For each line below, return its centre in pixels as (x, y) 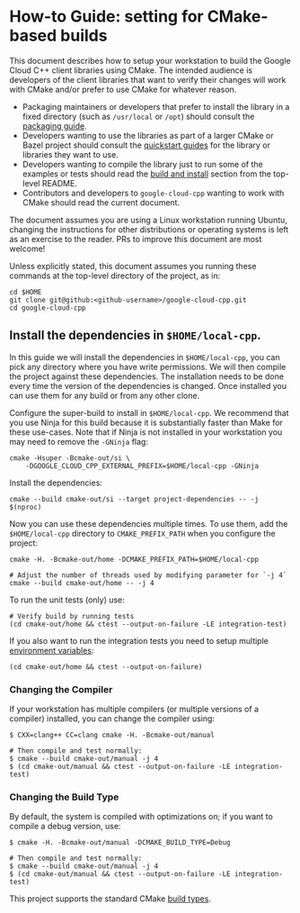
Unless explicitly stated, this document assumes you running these (133, 266)
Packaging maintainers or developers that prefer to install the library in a (156, 106)
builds (84, 36)
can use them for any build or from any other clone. (105, 395)
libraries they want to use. (70, 154)
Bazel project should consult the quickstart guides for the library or (146, 145)
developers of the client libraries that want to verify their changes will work (148, 79)
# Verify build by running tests (72, 616)
